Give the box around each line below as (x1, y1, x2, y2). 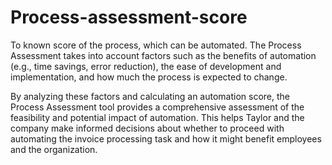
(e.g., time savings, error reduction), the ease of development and (10, 60, 282, 72)
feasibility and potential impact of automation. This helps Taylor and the (10, 111, 305, 123)
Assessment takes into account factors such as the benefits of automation (10, 49, 317, 61)
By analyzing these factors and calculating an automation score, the (10, 90, 291, 102)
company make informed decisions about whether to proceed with (10, 122, 285, 134)
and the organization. (10, 143, 98, 155)
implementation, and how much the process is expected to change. (10, 71, 288, 83)
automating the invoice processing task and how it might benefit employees (10, 132, 322, 145)
